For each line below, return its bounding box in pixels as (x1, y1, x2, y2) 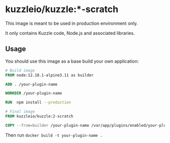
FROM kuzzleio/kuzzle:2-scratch (5, 114, 73, 119)
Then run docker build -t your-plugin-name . (5, 132, 103, 138)
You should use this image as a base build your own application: (5, 58, 139, 64)
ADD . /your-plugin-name (5, 82, 58, 87)
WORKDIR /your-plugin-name (5, 91, 62, 96)
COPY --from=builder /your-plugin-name (5, 123, 90, 128)
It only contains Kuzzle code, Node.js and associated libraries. (5, 30, 135, 36)
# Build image (5, 68, 35, 73)
